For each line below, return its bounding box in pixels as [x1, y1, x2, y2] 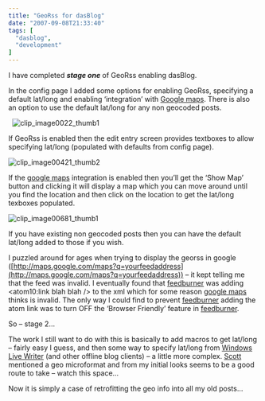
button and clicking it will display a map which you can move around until [8, 181, 248, 191]
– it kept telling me [185, 270, 245, 279]
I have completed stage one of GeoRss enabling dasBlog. [8, 71, 197, 80]
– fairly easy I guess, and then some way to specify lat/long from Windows [8, 343, 253, 352]
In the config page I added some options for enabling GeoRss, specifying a [8, 86, 254, 95]
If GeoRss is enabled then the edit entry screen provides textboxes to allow [8, 134, 255, 143]
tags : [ [8, 26, 34, 34]
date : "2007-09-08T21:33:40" [8, 19, 105, 27]
